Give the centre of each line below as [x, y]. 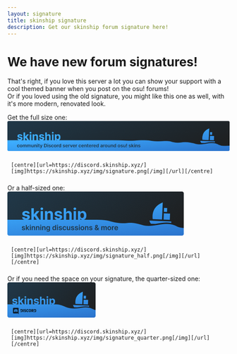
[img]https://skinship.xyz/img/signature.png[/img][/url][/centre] [112, 171]
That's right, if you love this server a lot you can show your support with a [114, 81]
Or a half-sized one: [36, 188]
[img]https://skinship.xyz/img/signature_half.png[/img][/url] [106, 256]
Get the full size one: [37, 118]
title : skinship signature [47, 20]
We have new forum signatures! [103, 62]
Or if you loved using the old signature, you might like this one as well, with [116, 97]
